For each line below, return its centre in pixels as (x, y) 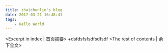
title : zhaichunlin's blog (34, 10)
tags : (11, 19)
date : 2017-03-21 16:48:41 (34, 15)
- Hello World (29, 24)
